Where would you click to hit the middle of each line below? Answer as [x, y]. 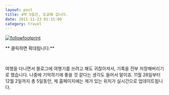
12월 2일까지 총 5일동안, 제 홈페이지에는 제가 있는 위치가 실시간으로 [71, 81]
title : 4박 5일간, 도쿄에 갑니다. [37, 14]
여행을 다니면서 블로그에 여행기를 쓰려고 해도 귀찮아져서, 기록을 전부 [72, 68]
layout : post [19, 10]
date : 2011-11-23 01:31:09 [34, 19]
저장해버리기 [152, 68]
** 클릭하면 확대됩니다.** [30, 48]
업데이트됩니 [151, 81]
